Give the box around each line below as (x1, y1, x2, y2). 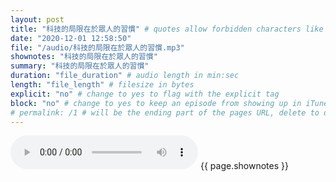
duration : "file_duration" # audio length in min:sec (10, 71, 240, 81)
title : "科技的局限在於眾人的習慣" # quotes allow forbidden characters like (10, 24, 324, 34)
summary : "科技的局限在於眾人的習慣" (10, 61, 150, 71)
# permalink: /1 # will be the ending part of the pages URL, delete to (10, 107, 320, 118)
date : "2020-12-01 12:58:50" (10, 33, 132, 43)
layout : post (10, 14, 65, 25)
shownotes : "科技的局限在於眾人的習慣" (10, 52, 158, 62)
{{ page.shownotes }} (199, 160, 289, 172)
